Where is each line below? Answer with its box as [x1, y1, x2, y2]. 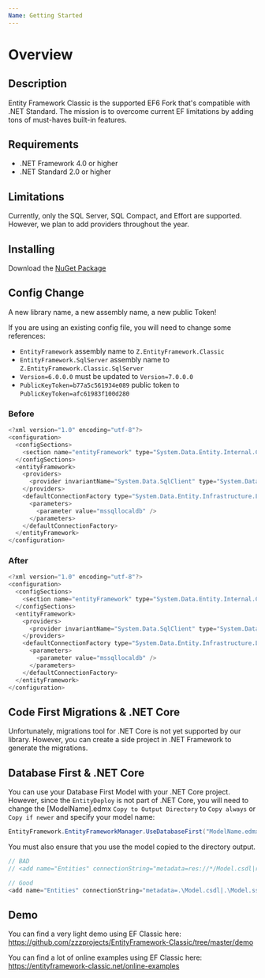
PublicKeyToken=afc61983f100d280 [19, 389, 130, 398]
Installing [8, 242, 55, 256]
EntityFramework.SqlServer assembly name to [19, 354, 170, 364]
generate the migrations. [8, 743, 88, 752]
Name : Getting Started [8, 11, 83, 20]
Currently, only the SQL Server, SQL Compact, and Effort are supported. [8, 211, 242, 221]
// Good [8, 879, 34, 887]
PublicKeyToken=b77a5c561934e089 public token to [19, 380, 180, 389]
